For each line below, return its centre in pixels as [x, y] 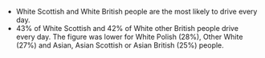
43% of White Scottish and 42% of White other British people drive [127, 28]
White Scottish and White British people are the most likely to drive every [137, 12]
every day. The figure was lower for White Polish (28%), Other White [129, 37]
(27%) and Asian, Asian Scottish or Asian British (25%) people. [120, 45]
